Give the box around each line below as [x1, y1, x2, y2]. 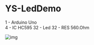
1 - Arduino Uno [5, 19, 37, 25]
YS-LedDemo [5, 3, 62, 14]
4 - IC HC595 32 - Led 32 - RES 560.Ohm [5, 24, 90, 30]
